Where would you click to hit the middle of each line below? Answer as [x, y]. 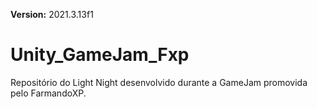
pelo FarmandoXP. [48, 93]
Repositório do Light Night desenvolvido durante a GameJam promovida [159, 82]
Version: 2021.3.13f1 [52, 14]
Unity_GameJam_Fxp [100, 55]
